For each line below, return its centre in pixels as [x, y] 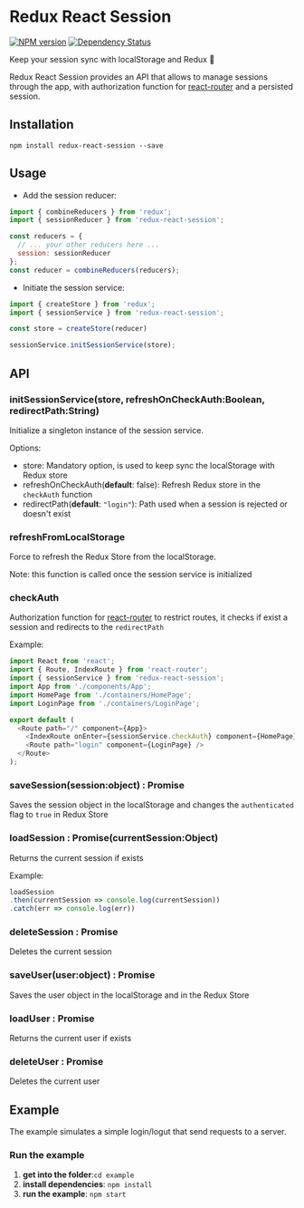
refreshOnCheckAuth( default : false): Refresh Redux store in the [141, 484]
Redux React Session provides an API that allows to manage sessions [139, 77]
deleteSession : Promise [64, 933]
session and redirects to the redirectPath [87, 627]
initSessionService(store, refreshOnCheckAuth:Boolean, [137, 399]
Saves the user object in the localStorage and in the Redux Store [129, 995]
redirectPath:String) [54, 411]
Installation [42, 125]
